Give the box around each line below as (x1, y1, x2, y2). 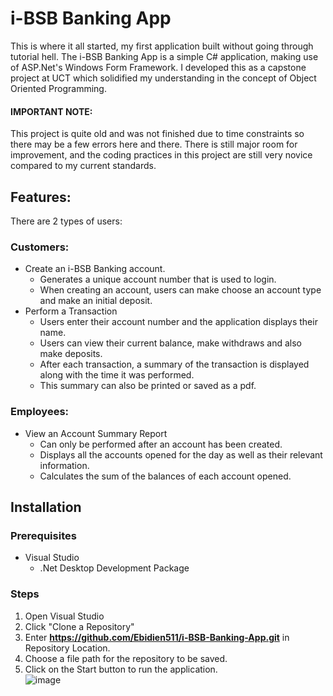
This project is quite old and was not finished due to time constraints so (10, 128, 305, 140)
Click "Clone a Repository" (24, 620, 135, 632)
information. (39, 459, 90, 471)
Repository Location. (24, 642, 111, 654)
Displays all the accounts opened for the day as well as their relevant (39, 448, 323, 461)
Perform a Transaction (24, 305, 118, 317)
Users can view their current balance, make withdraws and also (39, 337, 302, 349)
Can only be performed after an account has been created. (39, 438, 283, 450)
